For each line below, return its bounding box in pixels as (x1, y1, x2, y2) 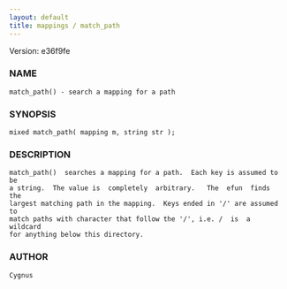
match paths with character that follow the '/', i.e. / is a (9, 215, 251, 224)
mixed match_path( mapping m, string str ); (9, 128, 176, 137)
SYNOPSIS (9, 108, 57, 120)
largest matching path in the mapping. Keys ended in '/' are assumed (9, 200, 278, 209)
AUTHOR (9, 251, 49, 263)
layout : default (9, 12, 69, 22)
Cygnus (9, 270, 34, 279)
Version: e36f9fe (9, 45, 71, 56)
